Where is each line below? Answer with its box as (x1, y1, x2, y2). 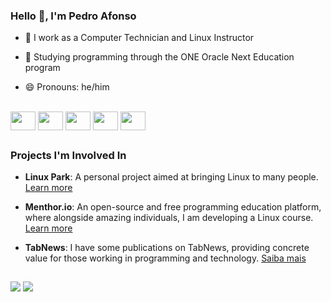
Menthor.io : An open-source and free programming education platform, (24, 201, 322, 213)
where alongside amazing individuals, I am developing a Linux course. (24, 212, 314, 224)
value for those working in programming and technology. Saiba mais (24, 252, 307, 264)
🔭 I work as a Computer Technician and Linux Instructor (24, 32, 255, 44)
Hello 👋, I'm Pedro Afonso (10, 9, 137, 23)
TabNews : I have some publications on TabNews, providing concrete (24, 242, 310, 254)
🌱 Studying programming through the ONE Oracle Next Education (24, 51, 295, 63)
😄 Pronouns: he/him (24, 81, 110, 93)
